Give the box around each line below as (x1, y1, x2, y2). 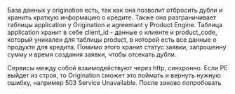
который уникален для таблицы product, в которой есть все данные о (7, 36, 217, 44)
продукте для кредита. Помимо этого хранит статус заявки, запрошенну (7, 43, 227, 51)
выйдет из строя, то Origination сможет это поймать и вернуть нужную (7, 71, 221, 79)
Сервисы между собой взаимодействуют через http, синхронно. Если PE (7, 64, 228, 72)
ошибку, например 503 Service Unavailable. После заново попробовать (7, 79, 222, 86)
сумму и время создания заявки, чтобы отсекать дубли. (7, 50, 177, 58)
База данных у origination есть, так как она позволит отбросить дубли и (7, 6, 223, 14)
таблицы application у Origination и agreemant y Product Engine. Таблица (7, 21, 223, 29)
